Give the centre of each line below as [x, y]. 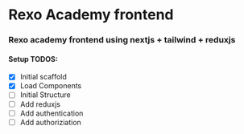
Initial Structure [45, 95]
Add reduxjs [40, 104]
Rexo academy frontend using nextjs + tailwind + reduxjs [122, 40]
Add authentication [52, 113]
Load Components [51, 86]
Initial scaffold [43, 77]
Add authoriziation [51, 122]
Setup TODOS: [33, 59]
